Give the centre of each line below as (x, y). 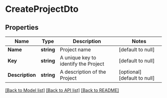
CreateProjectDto (42, 9)
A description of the (83, 72)
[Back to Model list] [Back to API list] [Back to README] (62, 90)
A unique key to (78, 58)
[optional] (130, 72)
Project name (75, 49)
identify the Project (82, 64)
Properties (22, 27)
